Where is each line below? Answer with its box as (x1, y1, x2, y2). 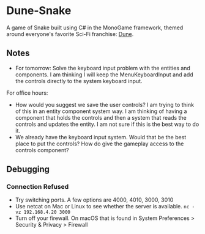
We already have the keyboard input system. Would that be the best (15, 133, 187, 141)
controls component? (15, 146, 69, 153)
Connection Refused (6, 183, 69, 191)
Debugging (6, 164, 50, 175)
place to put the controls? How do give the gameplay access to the (15, 140, 184, 147)
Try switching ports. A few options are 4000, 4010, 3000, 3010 (15, 196, 174, 203)
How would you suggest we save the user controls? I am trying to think (15, 101, 195, 108)
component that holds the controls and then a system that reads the (15, 114, 187, 121)
